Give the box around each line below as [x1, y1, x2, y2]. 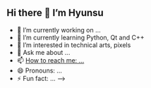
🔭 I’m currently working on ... [16, 25, 101, 34]
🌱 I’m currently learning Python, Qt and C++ [16, 33, 145, 42]
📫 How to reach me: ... [16, 56, 85, 64]
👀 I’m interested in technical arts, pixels [16, 40, 131, 49]
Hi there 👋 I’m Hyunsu [6, 7, 104, 19]
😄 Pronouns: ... [16, 66, 63, 75]
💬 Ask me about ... [16, 48, 71, 56]
